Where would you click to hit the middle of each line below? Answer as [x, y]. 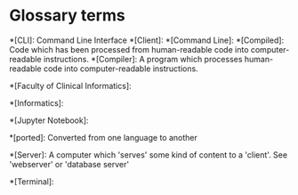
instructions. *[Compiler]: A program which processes [143, 59]
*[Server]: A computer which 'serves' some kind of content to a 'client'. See [148, 154]
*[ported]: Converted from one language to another [103, 137]
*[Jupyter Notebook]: [49, 120]
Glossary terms [68, 16]
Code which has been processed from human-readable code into [129, 49]
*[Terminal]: [32, 181]
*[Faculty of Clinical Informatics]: [70, 85]
